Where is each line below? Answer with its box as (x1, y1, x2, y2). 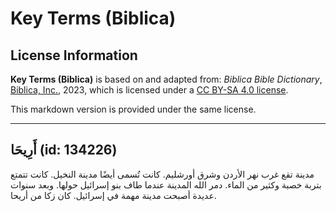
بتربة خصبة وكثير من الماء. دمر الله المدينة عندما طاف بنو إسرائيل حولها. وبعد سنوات (10, 178, 322, 191)
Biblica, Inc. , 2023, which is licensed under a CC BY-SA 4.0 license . (10, 84, 289, 96)
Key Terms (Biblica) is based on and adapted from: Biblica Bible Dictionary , (10, 73, 323, 85)
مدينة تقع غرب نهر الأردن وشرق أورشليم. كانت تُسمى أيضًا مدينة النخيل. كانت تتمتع (10, 168, 315, 180)
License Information (10, 47, 138, 64)
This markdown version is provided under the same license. (10, 103, 257, 115)
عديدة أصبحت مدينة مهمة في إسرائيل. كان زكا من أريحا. (10, 189, 217, 201)
